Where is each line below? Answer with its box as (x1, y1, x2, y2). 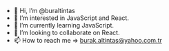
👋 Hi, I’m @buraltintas (13, 7, 76, 14)
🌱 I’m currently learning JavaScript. (13, 21, 115, 29)
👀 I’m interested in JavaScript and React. (13, 14, 130, 22)
